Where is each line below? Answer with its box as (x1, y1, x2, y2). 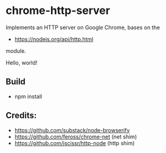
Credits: (5, 110, 37, 121)
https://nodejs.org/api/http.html (14, 35, 94, 42)
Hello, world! (5, 59, 38, 66)
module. (5, 47, 27, 55)
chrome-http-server (5, 4, 111, 18)
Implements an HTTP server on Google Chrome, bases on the (5, 24, 161, 31)
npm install (14, 92, 43, 100)
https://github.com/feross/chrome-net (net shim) (14, 133, 137, 140)
